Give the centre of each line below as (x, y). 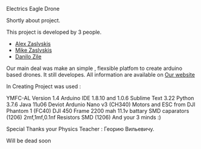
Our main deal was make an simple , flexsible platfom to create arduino (94, 68)
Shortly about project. (33, 20)
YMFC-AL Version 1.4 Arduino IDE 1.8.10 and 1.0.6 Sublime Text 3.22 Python (100, 98)
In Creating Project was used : (44, 86)
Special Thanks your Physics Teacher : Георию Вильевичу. (80, 129)
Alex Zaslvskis (33, 44)
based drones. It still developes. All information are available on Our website (101, 74)
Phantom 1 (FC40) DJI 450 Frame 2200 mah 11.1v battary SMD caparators (98, 111)
